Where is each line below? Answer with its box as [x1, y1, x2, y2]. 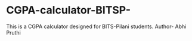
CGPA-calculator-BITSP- [6, 4, 131, 17]
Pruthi [6, 29, 21, 36]
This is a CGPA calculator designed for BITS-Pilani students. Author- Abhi [6, 23, 187, 30]
